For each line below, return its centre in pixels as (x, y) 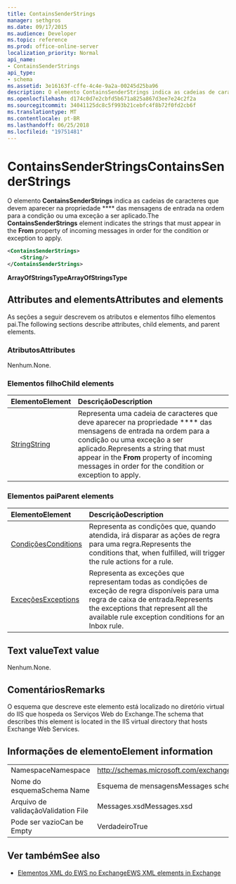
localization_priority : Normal (53, 53)
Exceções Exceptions (45, 599)
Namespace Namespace (51, 770)
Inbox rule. (106, 626)
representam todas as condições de (148, 581)
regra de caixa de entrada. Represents (151, 599)
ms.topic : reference (38, 40)
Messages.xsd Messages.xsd (145, 807)
